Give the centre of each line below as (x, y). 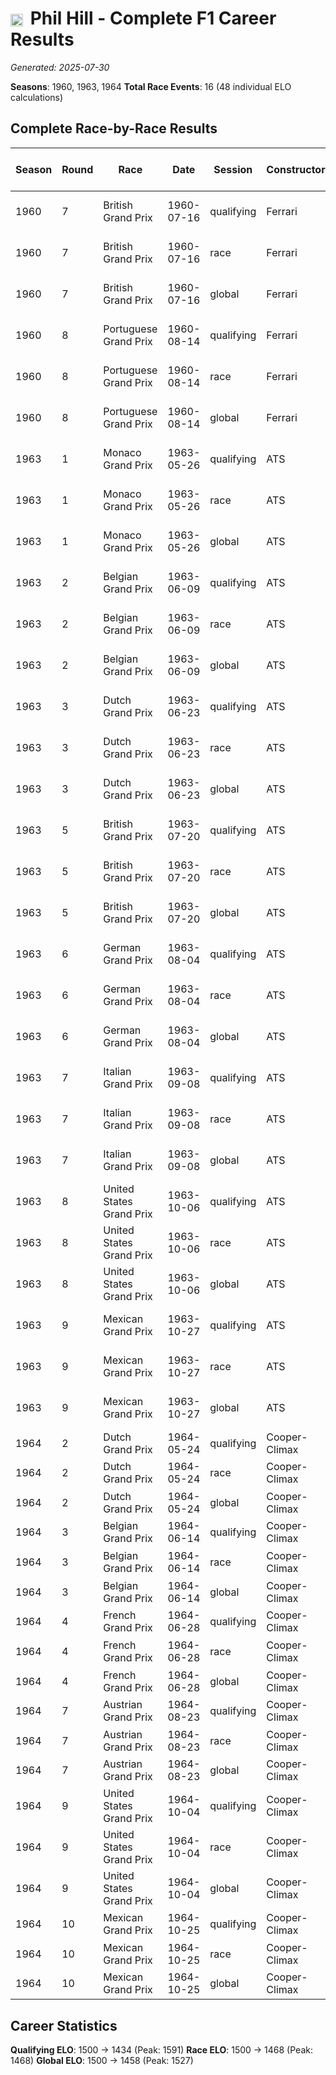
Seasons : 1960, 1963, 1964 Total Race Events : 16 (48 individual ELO (151, 86)
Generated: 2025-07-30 (60, 67)
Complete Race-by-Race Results (114, 128)
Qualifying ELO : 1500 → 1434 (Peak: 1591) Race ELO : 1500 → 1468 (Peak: (161, 2049)
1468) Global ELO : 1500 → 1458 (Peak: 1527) (102, 2060)
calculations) (37, 97)
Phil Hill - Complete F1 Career (153, 18)
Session (233, 169)
